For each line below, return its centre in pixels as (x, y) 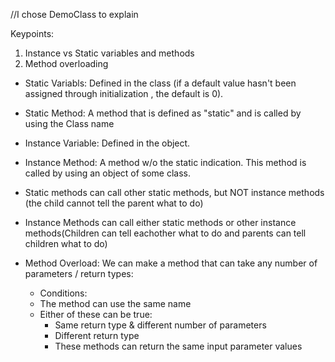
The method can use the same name (115, 303)
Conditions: (63, 293)
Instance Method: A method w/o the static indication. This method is (165, 162)
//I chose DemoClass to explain (74, 14)
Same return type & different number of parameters (160, 325)
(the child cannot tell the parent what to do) (114, 203)
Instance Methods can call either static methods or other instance (160, 222)
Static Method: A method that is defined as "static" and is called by (163, 113)
